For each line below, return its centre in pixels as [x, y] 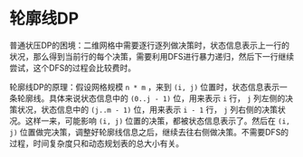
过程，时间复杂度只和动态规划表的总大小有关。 [96, 143]
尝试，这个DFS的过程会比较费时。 [73, 68]
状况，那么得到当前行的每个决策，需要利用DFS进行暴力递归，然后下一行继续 [152, 56]
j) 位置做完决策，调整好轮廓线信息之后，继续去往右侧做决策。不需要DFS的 [149, 132]
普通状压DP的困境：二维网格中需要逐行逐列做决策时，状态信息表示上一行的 [150, 45]
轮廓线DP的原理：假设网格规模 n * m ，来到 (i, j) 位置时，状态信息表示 [145, 87]
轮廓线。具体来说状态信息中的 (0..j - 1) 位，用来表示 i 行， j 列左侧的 [151, 98]
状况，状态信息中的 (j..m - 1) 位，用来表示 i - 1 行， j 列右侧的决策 [147, 109]
